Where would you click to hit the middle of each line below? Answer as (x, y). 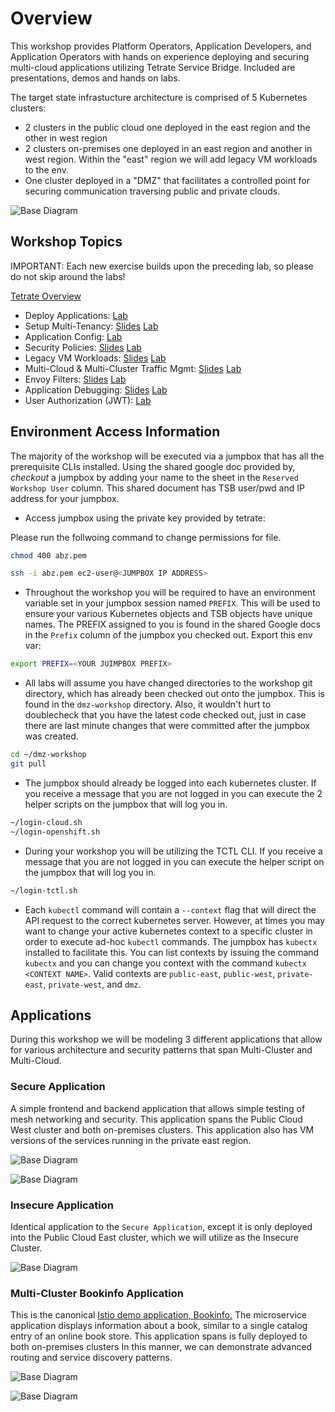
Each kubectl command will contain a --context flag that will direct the (170, 909)
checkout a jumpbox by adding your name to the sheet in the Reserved (154, 477)
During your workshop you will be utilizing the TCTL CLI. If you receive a (173, 851)
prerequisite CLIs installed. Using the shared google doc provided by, (153, 466)
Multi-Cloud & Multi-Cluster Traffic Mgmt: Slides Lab (133, 368)
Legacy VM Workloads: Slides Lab (95, 358)
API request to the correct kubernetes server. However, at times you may (175, 920)
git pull (28, 764)
